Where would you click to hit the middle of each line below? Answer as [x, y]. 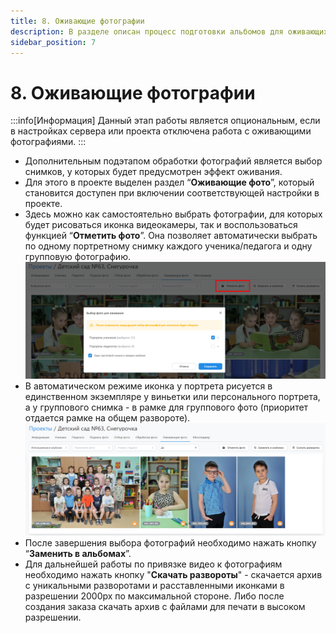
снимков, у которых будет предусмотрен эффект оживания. [153, 172]
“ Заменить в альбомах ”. [78, 554]
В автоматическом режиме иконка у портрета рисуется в [148, 386]
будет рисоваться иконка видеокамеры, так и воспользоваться [161, 225]
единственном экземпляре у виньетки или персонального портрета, [172, 396]
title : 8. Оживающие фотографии [77, 21]
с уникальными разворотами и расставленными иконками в [154, 586]
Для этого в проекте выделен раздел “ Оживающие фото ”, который [169, 182]
